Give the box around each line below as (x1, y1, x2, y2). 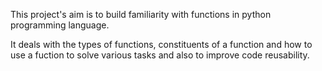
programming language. (10, 19, 110, 31)
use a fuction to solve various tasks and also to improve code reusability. (10, 49, 310, 61)
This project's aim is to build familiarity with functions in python (10, 9, 272, 20)
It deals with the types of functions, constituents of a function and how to (10, 39, 313, 50)
